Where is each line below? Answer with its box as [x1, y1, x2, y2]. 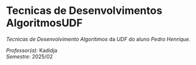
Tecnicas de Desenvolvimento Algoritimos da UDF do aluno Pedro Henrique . [6, 35, 191, 42]
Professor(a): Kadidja [6, 46, 58, 53]
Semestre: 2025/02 [6, 53, 53, 60]
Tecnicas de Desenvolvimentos [6, 4, 163, 17]
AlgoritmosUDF [6, 16, 83, 30]
